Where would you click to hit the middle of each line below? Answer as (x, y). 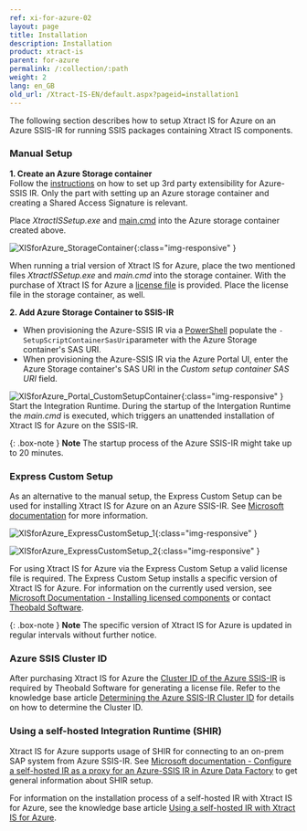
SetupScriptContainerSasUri (76, 340)
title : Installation (49, 35)
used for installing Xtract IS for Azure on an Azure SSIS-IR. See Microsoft (147, 506)
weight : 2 (28, 78)
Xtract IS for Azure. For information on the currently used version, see (141, 588)
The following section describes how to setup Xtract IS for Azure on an (143, 121)
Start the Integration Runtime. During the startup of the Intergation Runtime (150, 405)
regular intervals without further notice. (83, 635)
